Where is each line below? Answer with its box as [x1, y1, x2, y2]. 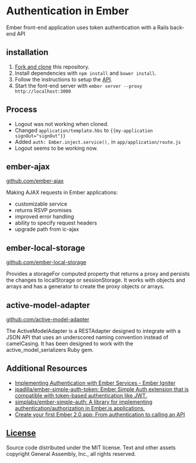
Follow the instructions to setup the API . [14, 75, 113, 83]
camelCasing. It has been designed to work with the [6, 340, 134, 347]
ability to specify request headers [14, 219, 97, 226]
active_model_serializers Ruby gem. [6, 347, 94, 353]
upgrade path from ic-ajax [14, 226, 79, 233]
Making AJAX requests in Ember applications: [6, 189, 118, 196]
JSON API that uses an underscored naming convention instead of [6, 334, 169, 341]
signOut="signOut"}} [14, 133, 66, 139]
